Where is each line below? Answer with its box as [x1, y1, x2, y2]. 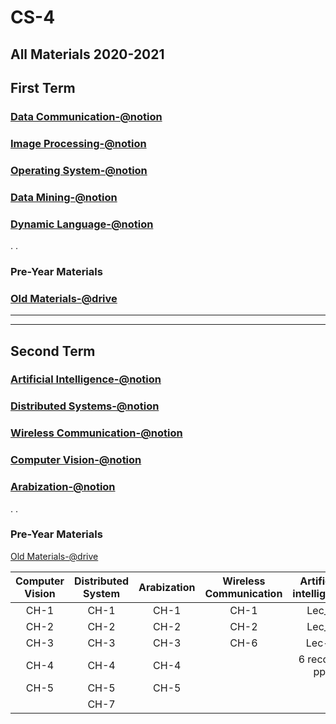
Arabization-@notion [10, 480, 116, 494]
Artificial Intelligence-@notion [10, 372, 162, 386]
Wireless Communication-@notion [10, 426, 183, 440]
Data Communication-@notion [10, 109, 163, 123]
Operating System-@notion [10, 163, 148, 177]
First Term [10, 79, 76, 96]
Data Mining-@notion [10, 190, 118, 204]
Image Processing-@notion [10, 136, 147, 150]
